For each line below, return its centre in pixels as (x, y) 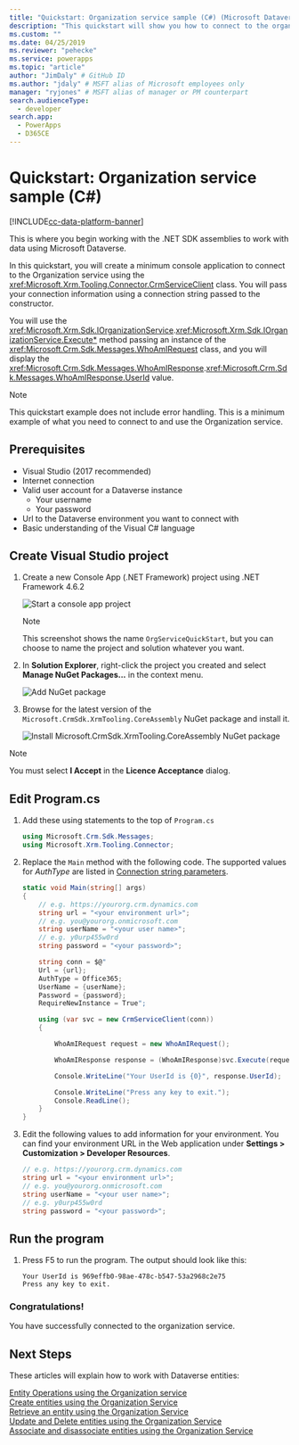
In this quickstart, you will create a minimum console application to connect (147, 265)
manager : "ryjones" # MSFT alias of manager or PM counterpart (129, 92)
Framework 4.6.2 (53, 587)
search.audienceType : (49, 100)
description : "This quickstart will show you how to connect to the (139, 26)
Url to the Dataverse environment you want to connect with (130, 518)
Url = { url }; (63, 970)
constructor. (32, 303)
